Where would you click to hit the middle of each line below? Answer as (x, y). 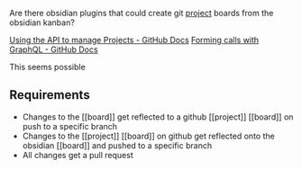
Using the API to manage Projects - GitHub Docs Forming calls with (134, 40)
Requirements (50, 95)
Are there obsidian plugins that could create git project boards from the (142, 13)
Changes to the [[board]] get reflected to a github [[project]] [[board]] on (158, 117)
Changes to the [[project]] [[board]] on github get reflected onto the (148, 136)
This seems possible (47, 67)
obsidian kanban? (42, 22)
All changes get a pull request (78, 155)
